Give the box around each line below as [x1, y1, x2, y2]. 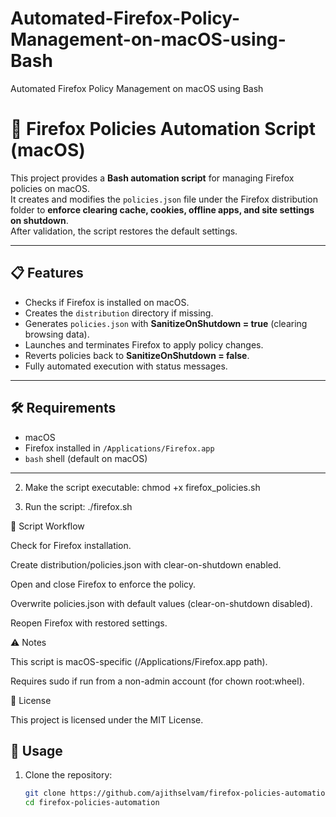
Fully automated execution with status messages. [24, 360, 228, 372]
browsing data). [24, 328, 90, 340]
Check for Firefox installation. [10, 539, 132, 551]
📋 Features [10, 265, 84, 282]
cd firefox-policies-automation [24, 798, 160, 808]
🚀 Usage [10, 742, 63, 759]
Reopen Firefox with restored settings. [10, 617, 168, 629]
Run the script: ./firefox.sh [24, 500, 133, 512]
